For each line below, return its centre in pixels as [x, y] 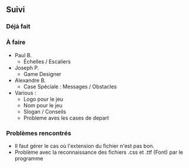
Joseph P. [27, 68]
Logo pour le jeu [43, 99]
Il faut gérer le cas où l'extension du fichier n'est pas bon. [84, 146]
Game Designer [42, 74]
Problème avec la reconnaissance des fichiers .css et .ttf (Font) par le [99, 152]
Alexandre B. [30, 80]
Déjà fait [18, 27]
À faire [16, 42]
